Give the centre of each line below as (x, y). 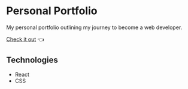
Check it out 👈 (25, 39)
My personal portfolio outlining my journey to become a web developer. (94, 27)
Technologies (32, 60)
